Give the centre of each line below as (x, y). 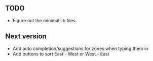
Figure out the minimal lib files (44, 20)
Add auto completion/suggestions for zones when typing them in (80, 48)
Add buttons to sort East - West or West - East (61, 54)
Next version (26, 37)
